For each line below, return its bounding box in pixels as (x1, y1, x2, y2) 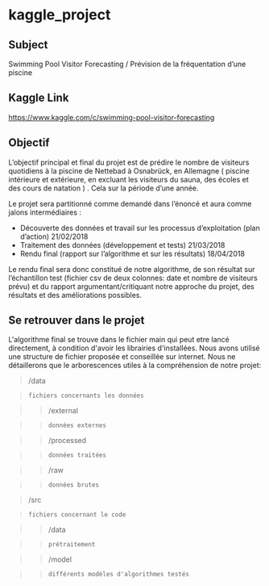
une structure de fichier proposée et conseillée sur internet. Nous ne (8, 352, 236, 362)
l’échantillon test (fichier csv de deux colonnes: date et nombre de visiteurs (8, 273, 258, 283)
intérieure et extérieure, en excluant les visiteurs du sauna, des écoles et (8, 174, 250, 184)
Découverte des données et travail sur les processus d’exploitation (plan (19, 223, 260, 232)
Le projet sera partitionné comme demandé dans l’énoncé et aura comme (8, 199, 252, 208)
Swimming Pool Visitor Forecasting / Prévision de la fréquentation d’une (8, 59, 246, 69)
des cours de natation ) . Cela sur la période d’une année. (8, 183, 199, 193)
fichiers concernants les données (27, 391, 144, 400)
